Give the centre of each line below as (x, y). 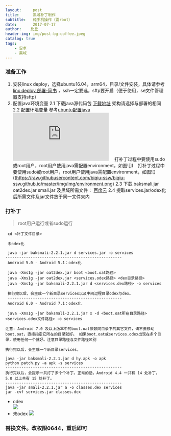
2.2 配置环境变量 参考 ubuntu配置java (51, 110)
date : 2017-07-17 (31, 24)
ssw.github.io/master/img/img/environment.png (63, 184)
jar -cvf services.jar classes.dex (43, 392)
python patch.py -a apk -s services (44, 363)
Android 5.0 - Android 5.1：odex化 (44, 263)
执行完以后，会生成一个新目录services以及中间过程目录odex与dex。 (70, 294)
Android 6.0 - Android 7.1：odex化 (44, 304)
